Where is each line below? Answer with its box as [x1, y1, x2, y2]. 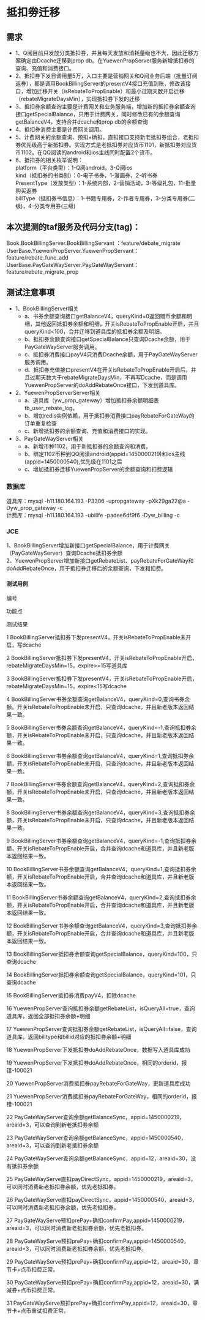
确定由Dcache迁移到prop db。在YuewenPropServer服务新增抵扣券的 [20, 57, 195, 64]
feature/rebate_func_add [6, 253, 69, 261]
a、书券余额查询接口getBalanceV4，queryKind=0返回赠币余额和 [24, 312, 187, 320]
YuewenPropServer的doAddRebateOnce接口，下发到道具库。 [24, 381, 181, 389]
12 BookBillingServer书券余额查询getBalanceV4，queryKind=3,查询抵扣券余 [6, 922, 198, 929]
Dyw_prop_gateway [6, 504, 56, 511]
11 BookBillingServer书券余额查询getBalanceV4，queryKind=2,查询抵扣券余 [6, 894, 196, 901]
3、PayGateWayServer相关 [15, 435, 84, 442]
